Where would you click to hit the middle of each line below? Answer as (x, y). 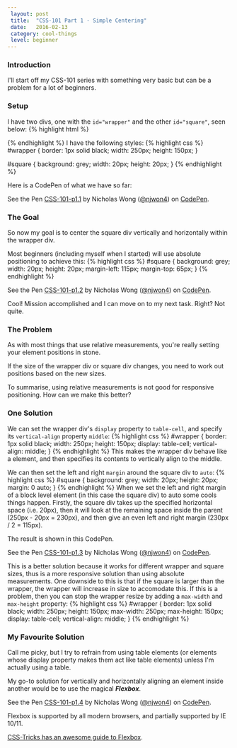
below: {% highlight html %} (48, 129)
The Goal (23, 217)
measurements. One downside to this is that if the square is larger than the (116, 581)
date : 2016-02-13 (39, 27)
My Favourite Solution (46, 637)
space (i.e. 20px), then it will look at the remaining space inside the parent (115, 510)
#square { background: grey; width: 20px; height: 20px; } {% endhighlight (115, 164)
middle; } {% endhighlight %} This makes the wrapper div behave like (126, 451)
